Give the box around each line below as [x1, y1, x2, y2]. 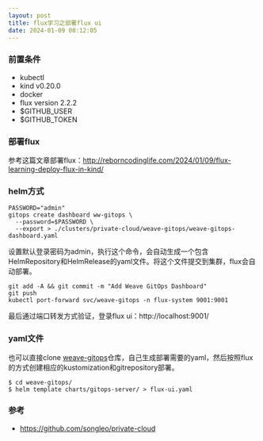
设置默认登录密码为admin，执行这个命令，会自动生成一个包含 [8, 247, 209, 256]
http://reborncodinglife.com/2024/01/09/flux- [82, 155, 231, 165]
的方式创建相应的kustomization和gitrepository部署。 [8, 362, 179, 372]
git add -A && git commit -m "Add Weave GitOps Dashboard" [8, 282, 208, 290]
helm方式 [8, 186, 45, 197]
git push [8, 290, 37, 297]
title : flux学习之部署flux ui [8, 19, 102, 27]
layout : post [8, 11, 51, 20]
